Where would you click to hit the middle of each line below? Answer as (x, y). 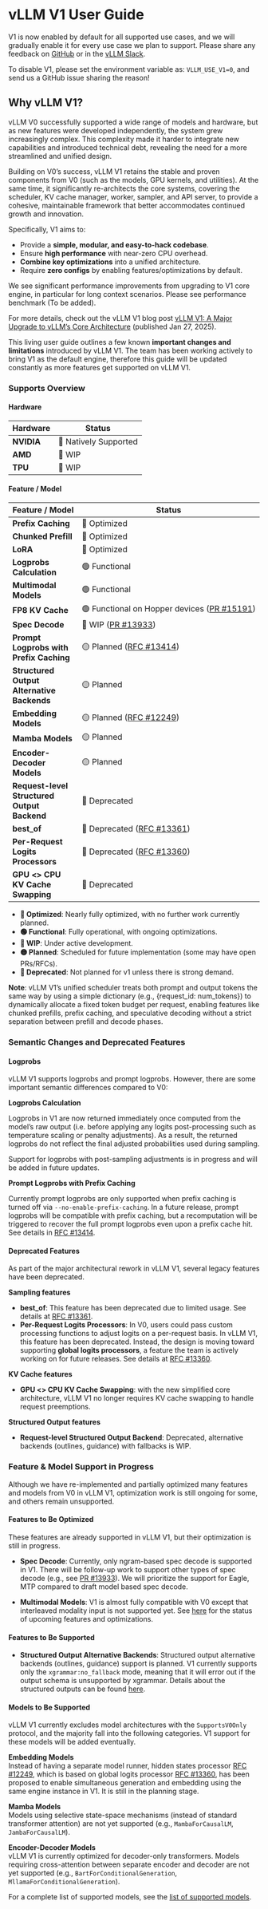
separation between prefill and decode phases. (86, 1022)
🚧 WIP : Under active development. (76, 943)
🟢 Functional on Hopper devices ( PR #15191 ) (169, 609)
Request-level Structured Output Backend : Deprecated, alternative (131, 1437)
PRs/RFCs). (39, 964)
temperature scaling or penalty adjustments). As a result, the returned (123, 1136)
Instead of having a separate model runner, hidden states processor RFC (128, 1766)
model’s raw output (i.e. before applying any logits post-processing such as (132, 1127)
